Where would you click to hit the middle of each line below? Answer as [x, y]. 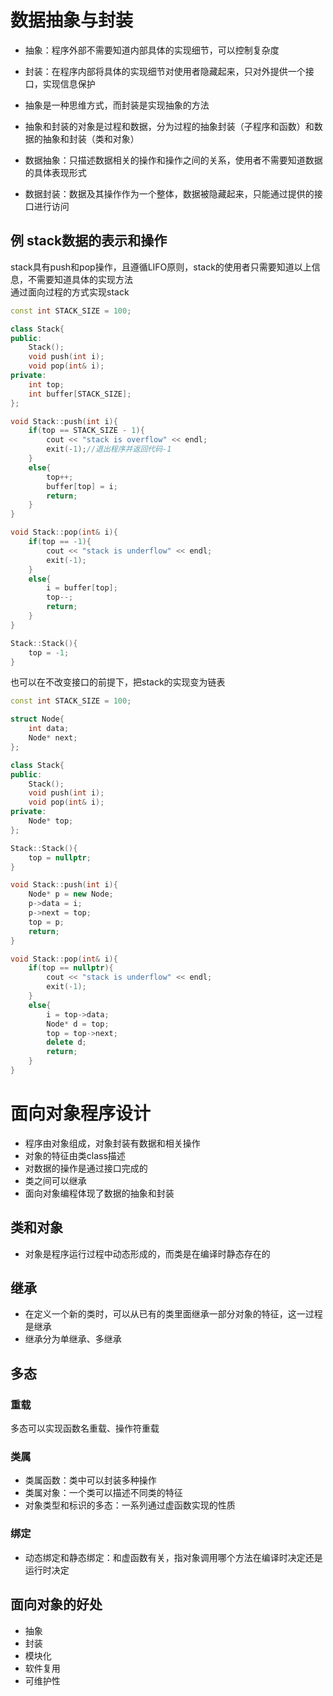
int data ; [49, 729]
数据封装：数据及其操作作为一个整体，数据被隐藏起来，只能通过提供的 [169, 193]
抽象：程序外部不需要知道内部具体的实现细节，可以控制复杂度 [152, 50]
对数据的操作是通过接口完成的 [86, 1168]
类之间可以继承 [55, 1180]
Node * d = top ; [78, 1024]
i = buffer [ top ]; [82, 588]
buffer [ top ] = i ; [82, 486]
